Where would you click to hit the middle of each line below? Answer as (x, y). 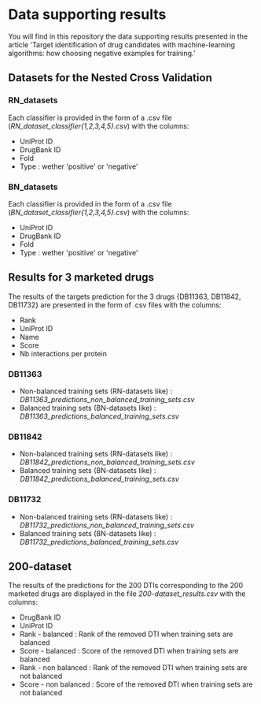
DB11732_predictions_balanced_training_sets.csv (99, 542)
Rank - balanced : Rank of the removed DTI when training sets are (126, 634)
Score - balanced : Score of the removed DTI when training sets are (129, 651)
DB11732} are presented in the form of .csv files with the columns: (115, 304)
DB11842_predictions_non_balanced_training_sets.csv (107, 462)
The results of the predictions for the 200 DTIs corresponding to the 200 (126, 586)
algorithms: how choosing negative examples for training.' (102, 53)
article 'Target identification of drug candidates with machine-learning (122, 44)
